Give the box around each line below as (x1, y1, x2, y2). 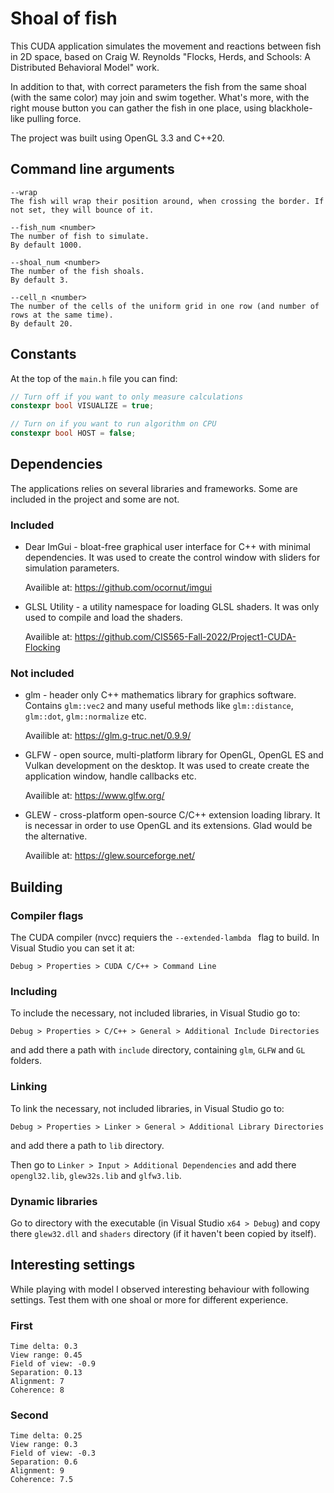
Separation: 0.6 (10, 1457, 78, 1467)
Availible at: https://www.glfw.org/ (24, 790, 165, 802)
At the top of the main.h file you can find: (10, 372, 178, 384)
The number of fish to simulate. (10, 231, 150, 241)
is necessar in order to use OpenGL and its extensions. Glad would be (24, 820, 313, 832)
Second (10, 1408, 49, 1422)
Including (10, 985, 58, 999)
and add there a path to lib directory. (10, 1139, 165, 1151)
